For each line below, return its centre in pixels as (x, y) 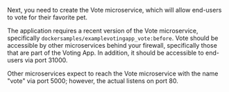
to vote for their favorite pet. (48, 17)
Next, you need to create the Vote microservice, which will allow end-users (114, 10)
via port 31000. (46, 60)
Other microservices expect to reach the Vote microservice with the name (113, 73)
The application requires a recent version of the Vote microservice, (103, 31)
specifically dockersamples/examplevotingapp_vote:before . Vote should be (113, 38)
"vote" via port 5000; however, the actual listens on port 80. (93, 81)
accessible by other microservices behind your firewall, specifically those (112, 45)
